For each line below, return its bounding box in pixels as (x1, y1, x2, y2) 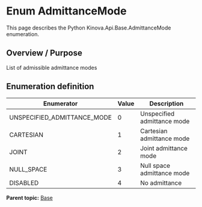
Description (149, 99, 184, 108)
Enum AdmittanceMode (6, 4, 127, 18)
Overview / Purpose (6, 48, 83, 58)
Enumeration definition (6, 81, 94, 91)
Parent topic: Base (6, 194, 53, 201)
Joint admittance (140, 144, 188, 152)
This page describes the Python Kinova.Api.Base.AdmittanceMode (6, 24, 171, 31)
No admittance (140, 179, 182, 187)
